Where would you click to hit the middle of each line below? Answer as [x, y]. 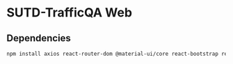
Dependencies [39, 38]
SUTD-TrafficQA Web [70, 13]
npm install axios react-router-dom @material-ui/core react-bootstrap [112, 54]
